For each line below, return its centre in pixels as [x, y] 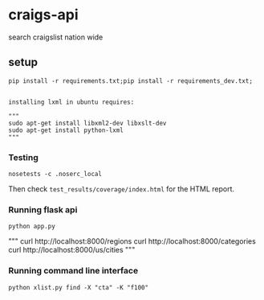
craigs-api [43, 15]
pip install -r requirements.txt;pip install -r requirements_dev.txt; [130, 81]
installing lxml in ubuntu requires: [71, 102]
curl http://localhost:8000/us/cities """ [72, 250]
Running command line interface [73, 271]
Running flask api [43, 209]
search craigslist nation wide [56, 37]
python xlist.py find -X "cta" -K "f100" [79, 287]
